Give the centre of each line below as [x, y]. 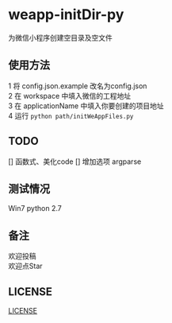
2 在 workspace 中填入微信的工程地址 [70, 95]
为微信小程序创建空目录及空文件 [60, 37]
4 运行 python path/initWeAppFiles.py [71, 115]
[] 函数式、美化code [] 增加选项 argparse [75, 161]
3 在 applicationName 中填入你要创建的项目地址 [86, 106]
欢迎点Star [25, 266]
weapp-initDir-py [66, 15]
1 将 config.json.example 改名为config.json [78, 86]
